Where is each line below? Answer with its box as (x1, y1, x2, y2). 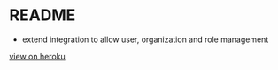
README (9, 5, 76, 25)
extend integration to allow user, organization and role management (21, 34, 269, 45)
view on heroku (9, 51, 66, 61)
